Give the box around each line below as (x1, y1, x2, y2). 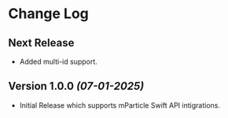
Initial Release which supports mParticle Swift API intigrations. (19, 100, 220, 110)
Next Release (8, 36, 75, 50)
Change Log (8, 5, 89, 23)
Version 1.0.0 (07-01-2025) (8, 79, 145, 93)
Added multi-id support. (19, 57, 98, 66)
